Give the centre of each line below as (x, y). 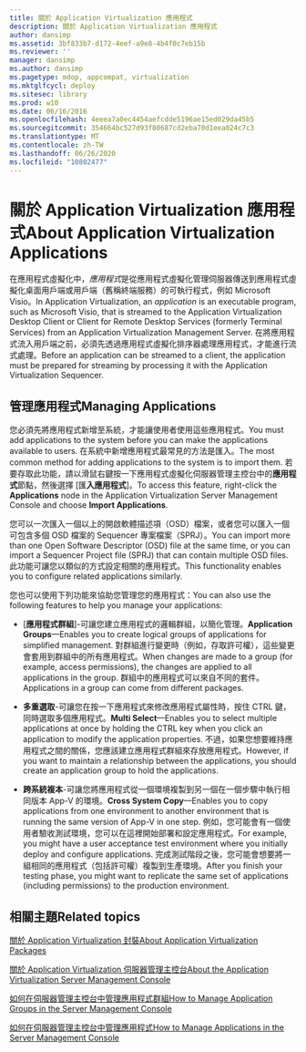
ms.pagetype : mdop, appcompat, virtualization (99, 77)
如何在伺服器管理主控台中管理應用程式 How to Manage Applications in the (147, 1027)
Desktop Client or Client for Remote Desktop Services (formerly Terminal (146, 322)
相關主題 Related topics (75, 917)
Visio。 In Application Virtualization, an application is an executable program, (153, 302)
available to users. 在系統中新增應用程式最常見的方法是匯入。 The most (142, 451)
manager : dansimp (42, 60)
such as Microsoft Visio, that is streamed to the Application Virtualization (146, 312)
